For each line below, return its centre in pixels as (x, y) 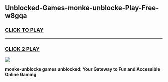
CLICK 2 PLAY (22, 49)
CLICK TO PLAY (24, 30)
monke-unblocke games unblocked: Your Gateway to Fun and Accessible (83, 69)
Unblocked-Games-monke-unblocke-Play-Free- (82, 8)
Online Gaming (21, 74)
